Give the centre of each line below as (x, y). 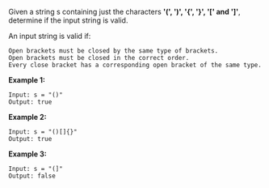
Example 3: (27, 154)
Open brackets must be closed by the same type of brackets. (113, 51)
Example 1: (27, 80)
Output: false (32, 176)
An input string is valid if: (50, 36)
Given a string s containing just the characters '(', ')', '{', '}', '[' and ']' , (124, 12)
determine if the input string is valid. (68, 20)
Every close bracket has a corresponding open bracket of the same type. (135, 65)
